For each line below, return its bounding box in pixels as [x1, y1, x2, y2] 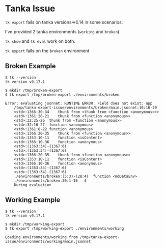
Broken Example [5, 62, 56, 70]
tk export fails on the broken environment [5, 48, 90, 54]
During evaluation [14, 182, 52, 187]
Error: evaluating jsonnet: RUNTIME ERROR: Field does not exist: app [5, 101, 153, 106]
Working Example [5, 196, 60, 204]
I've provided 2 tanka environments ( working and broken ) [5, 28, 120, 34]
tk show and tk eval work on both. [5, 38, 75, 44]
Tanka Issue [5, 3, 55, 14]
